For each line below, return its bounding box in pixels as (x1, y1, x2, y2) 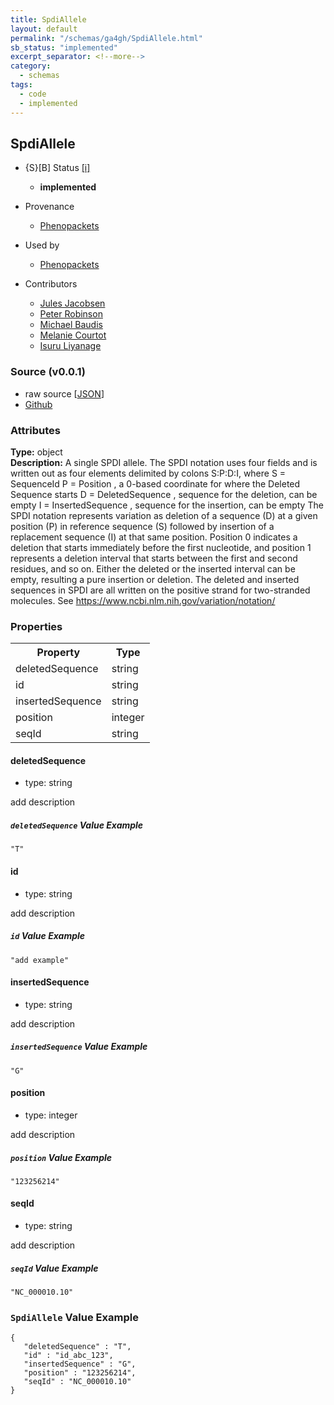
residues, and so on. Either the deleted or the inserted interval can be (10, 562, 296, 575)
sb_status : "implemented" (10, 42, 118, 53)
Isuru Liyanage (39, 340, 102, 352)
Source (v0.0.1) (10, 365, 87, 379)
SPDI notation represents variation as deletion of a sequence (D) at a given (10, 509, 318, 521)
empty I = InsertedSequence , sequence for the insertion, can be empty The (10, 499, 324, 511)
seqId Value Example (10, 1262, 99, 1274)
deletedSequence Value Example (10, 819, 144, 831)
